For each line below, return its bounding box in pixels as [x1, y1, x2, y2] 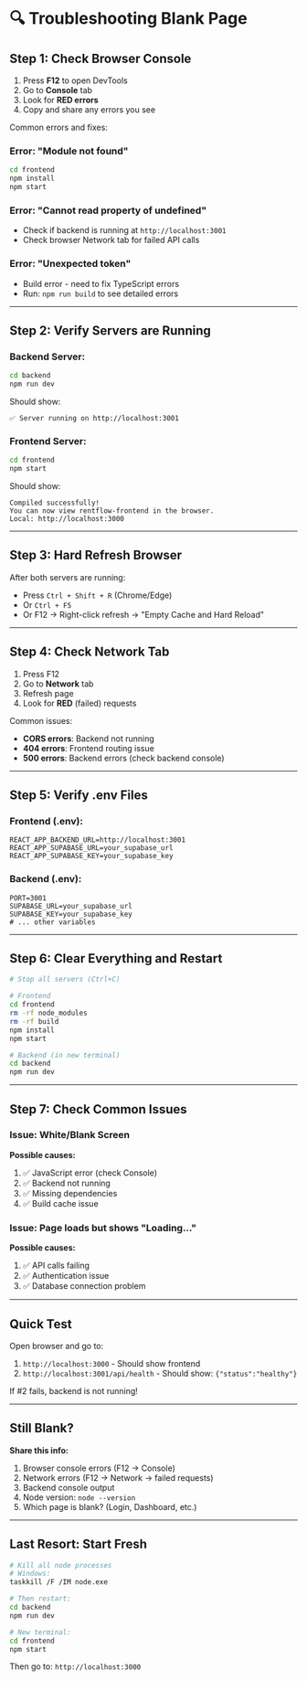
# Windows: [9, 1569, 51, 1579]
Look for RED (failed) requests [22, 697, 137, 708]
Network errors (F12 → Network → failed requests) [22, 1472, 214, 1483]
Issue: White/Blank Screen [9, 1129, 131, 1142]
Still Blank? [9, 1420, 75, 1436]
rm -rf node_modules [9, 1008, 89, 1018]
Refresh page [22, 687, 75, 698]
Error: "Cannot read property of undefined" [9, 204, 207, 217]
